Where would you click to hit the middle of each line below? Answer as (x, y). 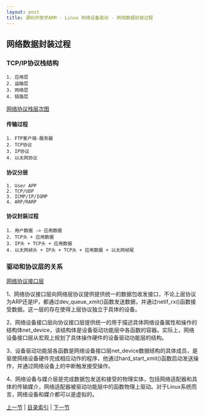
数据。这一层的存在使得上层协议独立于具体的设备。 (76, 309)
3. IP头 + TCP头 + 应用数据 (39, 243)
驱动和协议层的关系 (35, 266)
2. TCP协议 (19, 145)
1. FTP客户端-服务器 (30, 138)
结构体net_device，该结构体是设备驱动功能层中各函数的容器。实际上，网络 (100, 330)
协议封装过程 (22, 216)
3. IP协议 (18, 152)
